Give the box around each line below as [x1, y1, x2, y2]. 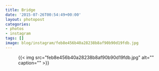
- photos [5, 26, 24, 31]
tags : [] [5, 36, 24, 41]
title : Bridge [5, 7, 36, 13]
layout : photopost [5, 17, 45, 22]
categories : [5, 21, 31, 27]
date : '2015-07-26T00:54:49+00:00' [5, 12, 82, 17]
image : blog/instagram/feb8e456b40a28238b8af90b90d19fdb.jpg [5, 41, 139, 46]
